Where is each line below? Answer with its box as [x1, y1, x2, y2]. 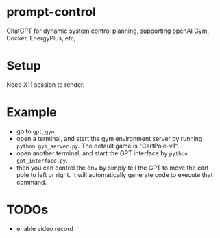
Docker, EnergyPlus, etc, [6, 34, 76, 42]
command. [16, 178, 47, 186]
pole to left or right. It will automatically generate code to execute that [16, 170, 213, 178]
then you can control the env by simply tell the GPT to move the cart [16, 163, 209, 172]
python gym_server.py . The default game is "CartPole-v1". [16, 142, 180, 150]
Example [6, 105, 57, 120]
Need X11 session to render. [6, 80, 85, 89]
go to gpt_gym [16, 127, 55, 135]
